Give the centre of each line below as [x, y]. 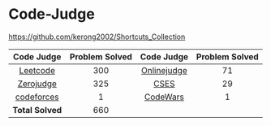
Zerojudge [37, 84]
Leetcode [37, 70]
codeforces [37, 97]
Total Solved [37, 110]
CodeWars [164, 97]
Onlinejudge [164, 70]
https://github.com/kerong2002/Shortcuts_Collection [97, 37]
